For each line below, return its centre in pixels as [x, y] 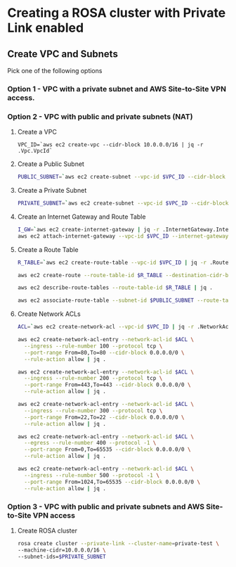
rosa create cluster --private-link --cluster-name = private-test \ [118, 543]
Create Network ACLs [49, 314]
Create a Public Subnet [51, 164]
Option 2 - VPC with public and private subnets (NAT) [100, 116]
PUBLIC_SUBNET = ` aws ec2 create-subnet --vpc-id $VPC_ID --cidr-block [122, 177]
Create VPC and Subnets [63, 54]
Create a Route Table [48, 249]
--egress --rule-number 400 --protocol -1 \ [90, 443]
